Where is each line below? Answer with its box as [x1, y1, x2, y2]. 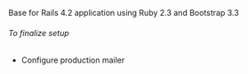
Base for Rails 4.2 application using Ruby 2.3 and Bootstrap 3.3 [8, 8, 239, 18]
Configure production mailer [20, 55, 125, 65]
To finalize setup [8, 27, 69, 38]
